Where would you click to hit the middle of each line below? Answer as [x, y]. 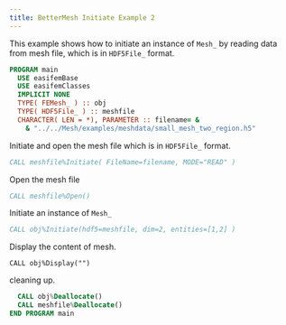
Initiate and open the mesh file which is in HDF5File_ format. [120, 145]
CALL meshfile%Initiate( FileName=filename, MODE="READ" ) [123, 162]
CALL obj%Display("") [50, 264]
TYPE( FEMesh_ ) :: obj [62, 103]
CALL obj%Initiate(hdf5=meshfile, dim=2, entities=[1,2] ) [123, 230]
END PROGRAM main [42, 313]
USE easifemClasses [54, 87]
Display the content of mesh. [63, 247]
